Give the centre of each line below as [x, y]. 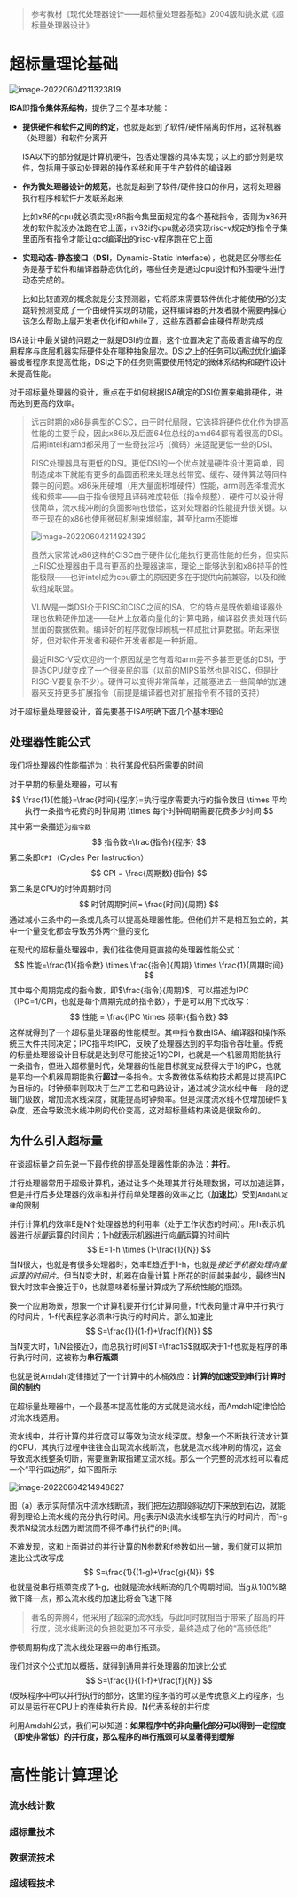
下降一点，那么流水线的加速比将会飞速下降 [94, 1598]
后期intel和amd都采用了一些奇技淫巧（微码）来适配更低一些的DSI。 [154, 444]
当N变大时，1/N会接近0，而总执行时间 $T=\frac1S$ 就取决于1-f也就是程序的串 [149, 1346]
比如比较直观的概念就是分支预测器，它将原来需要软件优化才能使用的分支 [154, 299]
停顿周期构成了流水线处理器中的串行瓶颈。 [87, 1646]
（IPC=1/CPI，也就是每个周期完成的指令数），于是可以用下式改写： [130, 1001]
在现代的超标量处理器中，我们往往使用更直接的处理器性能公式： [125, 949]
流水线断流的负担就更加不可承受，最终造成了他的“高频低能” [163, 1628]
